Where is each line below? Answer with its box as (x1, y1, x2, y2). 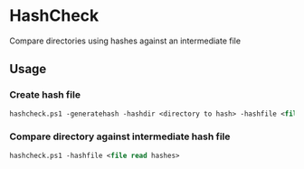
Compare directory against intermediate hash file (9, 130, 231, 143)
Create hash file (9, 89, 81, 101)
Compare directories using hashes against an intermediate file (9, 35, 242, 46)
